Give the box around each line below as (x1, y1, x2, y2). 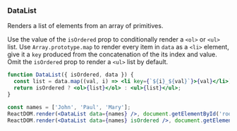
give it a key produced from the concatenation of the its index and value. (7, 50, 217, 58)
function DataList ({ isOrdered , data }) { (7, 71, 134, 79)
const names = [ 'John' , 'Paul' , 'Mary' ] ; (7, 104, 131, 111)
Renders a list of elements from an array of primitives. (7, 22, 164, 30)
